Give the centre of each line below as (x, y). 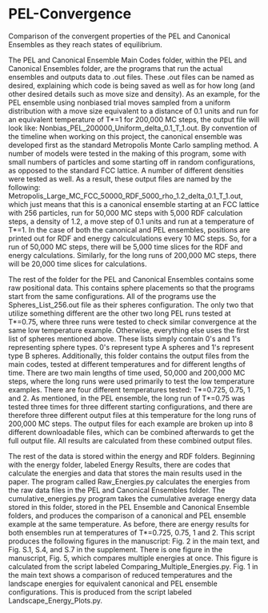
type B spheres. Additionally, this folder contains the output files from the (129, 356)
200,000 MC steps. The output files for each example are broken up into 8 (131, 424)
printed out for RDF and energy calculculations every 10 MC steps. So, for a (133, 238)
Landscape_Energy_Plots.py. (55, 600)
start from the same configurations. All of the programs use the (112, 296)
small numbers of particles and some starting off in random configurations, (132, 161)
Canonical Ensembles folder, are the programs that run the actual (116, 68)
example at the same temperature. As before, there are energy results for (129, 523)
